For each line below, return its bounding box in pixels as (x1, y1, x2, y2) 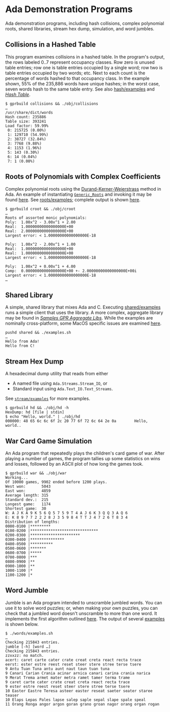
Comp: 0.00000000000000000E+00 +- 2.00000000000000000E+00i (5, 268, 137, 274)
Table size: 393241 (5, 119, 47, 124)
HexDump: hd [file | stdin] (5, 410, 65, 415)
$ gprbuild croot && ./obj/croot (5, 206, 76, 211)
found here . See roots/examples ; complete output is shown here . (5, 196, 141, 203)
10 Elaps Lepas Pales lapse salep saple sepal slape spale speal (5, 697, 146, 702)
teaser (5, 693, 19, 698)
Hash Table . (5, 91, 31, 97)
